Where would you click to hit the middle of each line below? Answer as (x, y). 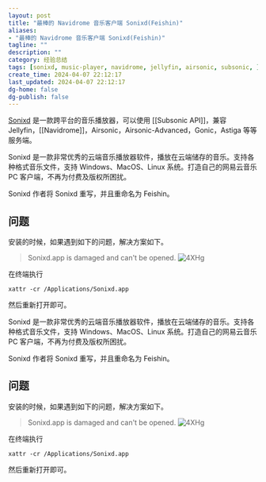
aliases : (23, 30)
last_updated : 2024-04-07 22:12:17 (67, 82)
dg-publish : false (38, 97)
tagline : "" (28, 45)
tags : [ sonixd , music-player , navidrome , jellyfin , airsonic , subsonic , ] (134, 67)
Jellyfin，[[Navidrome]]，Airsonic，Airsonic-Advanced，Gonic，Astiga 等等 (133, 130)
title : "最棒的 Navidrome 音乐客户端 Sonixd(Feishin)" (96, 23)
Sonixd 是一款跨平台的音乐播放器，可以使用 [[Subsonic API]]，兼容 (118, 121)
